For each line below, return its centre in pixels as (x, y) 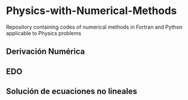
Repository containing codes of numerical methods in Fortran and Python (94, 27)
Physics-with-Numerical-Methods (91, 11)
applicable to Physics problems (44, 33)
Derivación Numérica (46, 52)
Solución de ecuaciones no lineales (72, 92)
